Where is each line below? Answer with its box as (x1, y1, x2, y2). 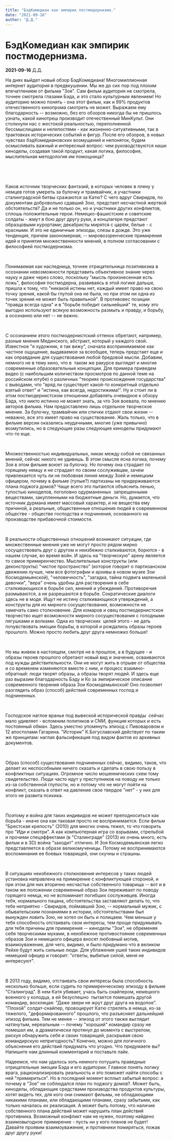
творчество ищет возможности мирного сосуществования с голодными (5, 613, 165, 619)
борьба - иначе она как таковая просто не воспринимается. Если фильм (5, 818, 165, 824)
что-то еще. (5, 431, 31, 437)
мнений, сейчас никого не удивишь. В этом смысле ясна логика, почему (5, 456, 166, 463)
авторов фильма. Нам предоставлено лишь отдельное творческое (5, 403, 152, 410)
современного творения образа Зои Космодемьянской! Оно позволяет (5, 682, 163, 688)
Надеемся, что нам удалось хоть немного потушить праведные (5, 1059, 146, 1065)
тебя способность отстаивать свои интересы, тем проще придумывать (5, 919, 162, 926)
